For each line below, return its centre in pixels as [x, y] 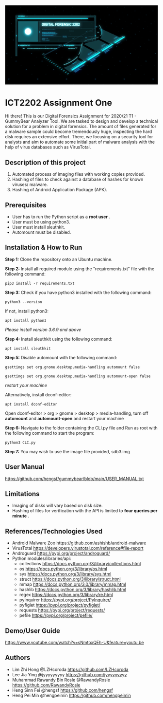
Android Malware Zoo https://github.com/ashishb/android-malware [79, 543]
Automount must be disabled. [41, 232]
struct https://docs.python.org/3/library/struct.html [70, 579]
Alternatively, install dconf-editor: [38, 394]
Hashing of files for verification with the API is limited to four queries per [85, 511]
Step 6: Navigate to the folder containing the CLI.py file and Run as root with [81, 428]
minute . [20, 516]
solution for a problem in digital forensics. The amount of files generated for [81, 127]
